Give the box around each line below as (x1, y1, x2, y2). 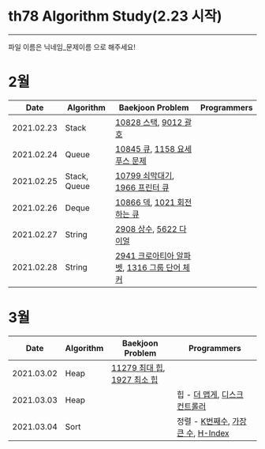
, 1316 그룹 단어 (121, 262, 181, 273)
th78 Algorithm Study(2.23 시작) (8, 7, 222, 25)
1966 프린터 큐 (115, 182, 170, 193)
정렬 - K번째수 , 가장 (177, 416, 247, 427)
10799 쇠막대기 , (115, 170, 175, 181)
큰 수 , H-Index (177, 428, 230, 439)
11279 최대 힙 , (111, 362, 166, 373)
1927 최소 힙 (111, 374, 159, 385)
